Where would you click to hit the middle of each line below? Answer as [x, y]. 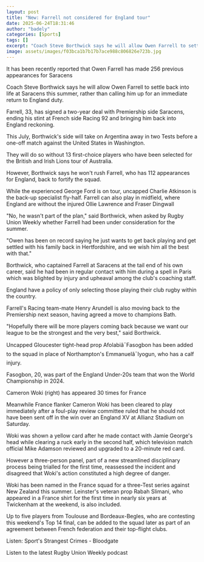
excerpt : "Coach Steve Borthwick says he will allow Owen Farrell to [96, 46]
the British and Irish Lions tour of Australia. [60, 161]
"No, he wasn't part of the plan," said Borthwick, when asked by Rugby [95, 216]
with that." [19, 253]
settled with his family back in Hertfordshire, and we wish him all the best [98, 247]
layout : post [23, 12]
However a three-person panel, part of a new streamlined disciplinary [93, 460]
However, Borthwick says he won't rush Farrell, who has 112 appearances [98, 173]
